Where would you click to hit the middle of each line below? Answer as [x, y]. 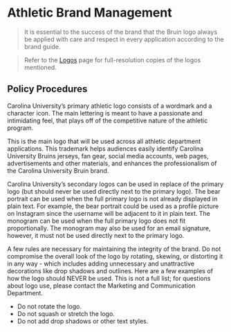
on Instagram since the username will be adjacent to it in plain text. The [109, 213]
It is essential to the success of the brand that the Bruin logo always [121, 32]
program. [20, 128]
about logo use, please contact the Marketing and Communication [101, 286]
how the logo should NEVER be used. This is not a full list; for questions [109, 278]
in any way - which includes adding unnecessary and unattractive [101, 264]
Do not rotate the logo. [49, 306]
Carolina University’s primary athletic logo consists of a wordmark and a [110, 106]
